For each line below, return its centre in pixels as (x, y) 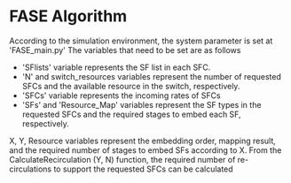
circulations (30, 169)
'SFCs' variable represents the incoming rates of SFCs (121, 95)
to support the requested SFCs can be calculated (143, 169)
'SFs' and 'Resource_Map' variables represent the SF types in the (142, 104)
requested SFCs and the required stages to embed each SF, (131, 114)
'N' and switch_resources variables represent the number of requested (152, 76)
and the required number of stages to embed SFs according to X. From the (145, 150)
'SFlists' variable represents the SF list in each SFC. (116, 67)
